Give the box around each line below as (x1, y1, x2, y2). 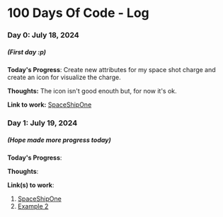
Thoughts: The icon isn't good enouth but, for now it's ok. (7, 87, 177, 95)
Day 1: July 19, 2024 (7, 118, 78, 128)
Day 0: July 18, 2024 (7, 30, 79, 40)
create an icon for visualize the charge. (7, 73, 122, 82)
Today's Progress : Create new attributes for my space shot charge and (7, 66, 216, 74)
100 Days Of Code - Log (7, 5, 150, 21)
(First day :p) (7, 47, 46, 56)
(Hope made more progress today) (7, 136, 111, 144)
